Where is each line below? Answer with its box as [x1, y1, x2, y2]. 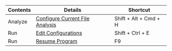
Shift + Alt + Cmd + [114, 15, 160, 22]
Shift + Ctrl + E [114, 30, 149, 36]
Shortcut [128, 7, 150, 13]
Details [63, 7, 82, 13]
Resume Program [35, 38, 78, 44]
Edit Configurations [35, 30, 82, 36]
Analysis [35, 21, 56, 28]
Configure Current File [35, 15, 90, 22]
